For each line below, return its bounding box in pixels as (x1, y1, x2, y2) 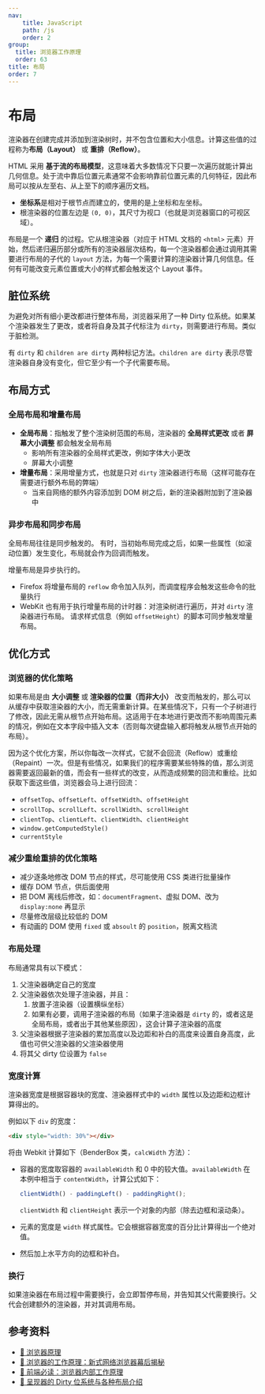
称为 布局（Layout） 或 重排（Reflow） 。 (14, 144, 145, 154)
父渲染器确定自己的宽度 (19, 979, 96, 989)
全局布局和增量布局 (8, 408, 81, 419)
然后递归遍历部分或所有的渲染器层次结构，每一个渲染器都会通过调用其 (21, 244, 250, 254)
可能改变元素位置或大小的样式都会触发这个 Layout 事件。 (21, 264, 207, 273)
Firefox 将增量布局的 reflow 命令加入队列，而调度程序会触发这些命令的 (19, 582, 249, 592)
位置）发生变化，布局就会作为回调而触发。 (14, 548, 154, 558)
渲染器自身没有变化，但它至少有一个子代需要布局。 (8, 358, 174, 367)
